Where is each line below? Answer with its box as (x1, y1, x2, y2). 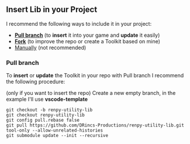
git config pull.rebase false (6, 117, 80, 124)
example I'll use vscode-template (6, 96, 88, 103)
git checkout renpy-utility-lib (6, 112, 85, 118)
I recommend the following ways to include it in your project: (6, 20, 152, 27)
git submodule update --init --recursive (6, 133, 109, 139)
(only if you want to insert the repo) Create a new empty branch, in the (6, 90, 176, 97)
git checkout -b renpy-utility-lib (6, 107, 93, 113)
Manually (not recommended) (14, 44, 87, 51)
